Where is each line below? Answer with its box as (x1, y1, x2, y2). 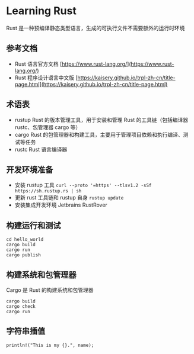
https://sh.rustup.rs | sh (14, 188, 82, 194)
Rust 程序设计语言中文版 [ (14, 74, 78, 81)
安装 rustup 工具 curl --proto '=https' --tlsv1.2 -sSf (14, 182, 152, 189)
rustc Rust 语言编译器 (14, 146, 68, 153)
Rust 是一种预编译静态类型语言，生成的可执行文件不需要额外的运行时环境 (6, 24, 185, 31)
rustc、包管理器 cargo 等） (14, 123, 81, 131)
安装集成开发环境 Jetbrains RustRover (14, 201, 108, 208)
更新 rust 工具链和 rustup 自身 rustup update (14, 194, 124, 201)
